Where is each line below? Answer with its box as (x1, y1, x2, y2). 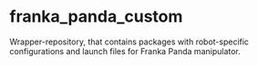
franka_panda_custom (9, 6, 183, 27)
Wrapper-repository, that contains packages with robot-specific (9, 36, 249, 47)
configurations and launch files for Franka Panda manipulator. (9, 45, 242, 56)
